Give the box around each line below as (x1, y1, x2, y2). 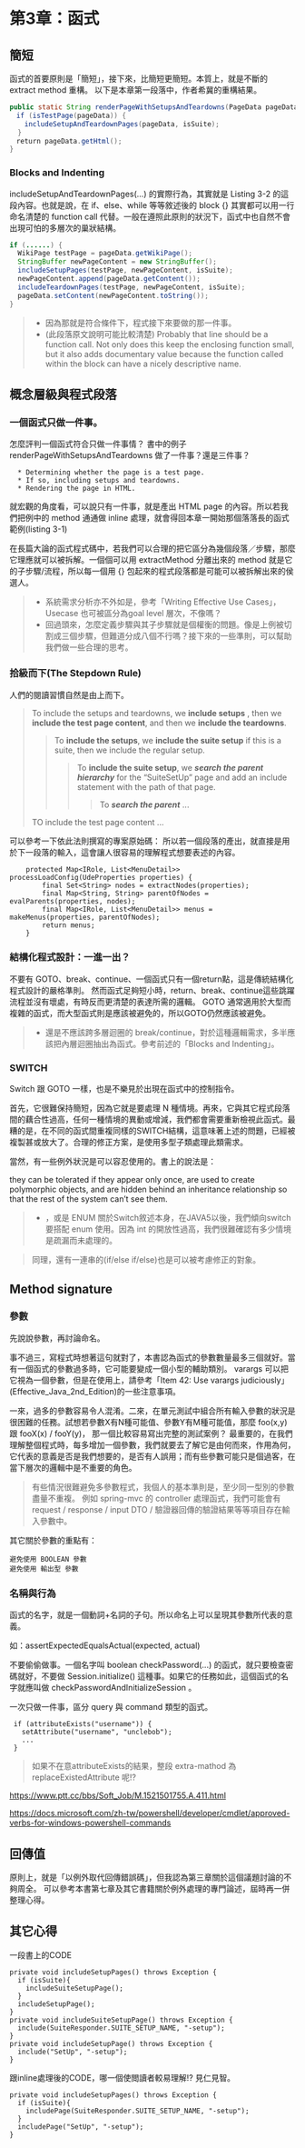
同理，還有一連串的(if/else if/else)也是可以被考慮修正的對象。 (31, 1254, 261, 1265)
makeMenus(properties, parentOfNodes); (9, 913, 161, 922)
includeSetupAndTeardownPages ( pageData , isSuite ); (24, 119, 220, 128)
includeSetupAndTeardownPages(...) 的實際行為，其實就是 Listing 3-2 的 (9, 188, 281, 199)
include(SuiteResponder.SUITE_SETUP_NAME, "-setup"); (17, 2023, 225, 2033)
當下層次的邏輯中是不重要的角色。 (9, 1462, 137, 1473)
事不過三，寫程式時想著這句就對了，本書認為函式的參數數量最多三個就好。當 (9, 1352, 296, 1363)
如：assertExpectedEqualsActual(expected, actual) (9, 1640, 201, 1651)
